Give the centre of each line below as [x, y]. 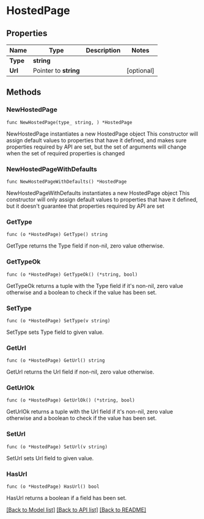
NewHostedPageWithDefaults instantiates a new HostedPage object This [98, 193]
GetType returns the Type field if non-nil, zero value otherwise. [86, 246]
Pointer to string [56, 71]
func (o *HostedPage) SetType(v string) [59, 321]
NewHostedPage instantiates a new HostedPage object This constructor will [102, 134]
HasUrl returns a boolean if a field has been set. [67, 498]
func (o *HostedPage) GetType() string [57, 235]
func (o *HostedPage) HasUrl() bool [53, 487]
